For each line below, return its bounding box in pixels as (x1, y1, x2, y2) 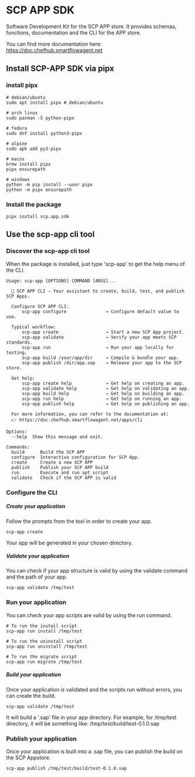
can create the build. (6, 692, 56, 699)
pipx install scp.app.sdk (6, 213, 69, 220)
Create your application (6, 503, 66, 510)
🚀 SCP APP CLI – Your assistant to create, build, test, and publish (11, 288, 184, 294)
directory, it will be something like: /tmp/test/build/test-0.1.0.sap (6, 720, 160, 727)
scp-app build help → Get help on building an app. (21, 391, 184, 396)
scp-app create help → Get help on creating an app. (21, 380, 184, 386)
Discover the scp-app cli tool (6, 247, 90, 255)
